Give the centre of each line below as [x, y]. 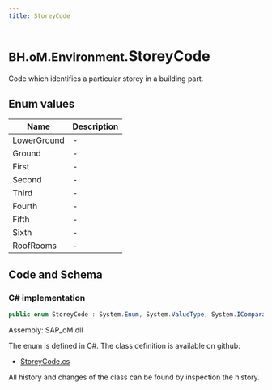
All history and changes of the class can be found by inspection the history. [134, 377]
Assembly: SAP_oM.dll [46, 330]
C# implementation [47, 298]
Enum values [42, 103]
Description [96, 126]
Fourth [25, 206]
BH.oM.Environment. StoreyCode [109, 56]
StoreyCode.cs [45, 361]
